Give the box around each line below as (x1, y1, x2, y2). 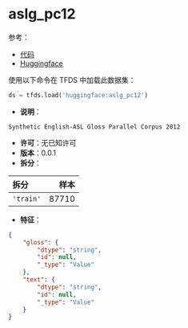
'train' (12, 194, 42, 203)
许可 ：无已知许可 (19, 137, 77, 147)
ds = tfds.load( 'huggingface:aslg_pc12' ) (8, 91, 149, 99)
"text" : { (22, 276, 56, 284)
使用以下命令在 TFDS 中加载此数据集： (8, 75, 136, 84)
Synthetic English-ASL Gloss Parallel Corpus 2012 (8, 122, 181, 131)
